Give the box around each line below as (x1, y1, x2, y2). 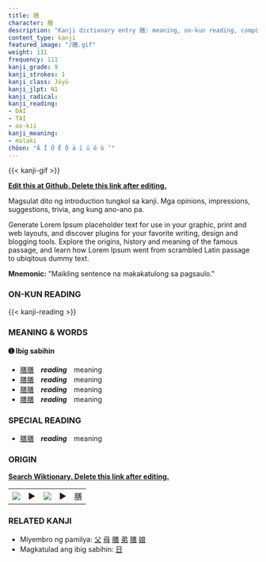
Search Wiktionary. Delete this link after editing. (8, 472, 169, 481)
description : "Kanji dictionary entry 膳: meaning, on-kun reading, (8, 26, 237, 34)
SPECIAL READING (8, 415, 82, 426)
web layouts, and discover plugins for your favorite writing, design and (8, 229, 238, 238)
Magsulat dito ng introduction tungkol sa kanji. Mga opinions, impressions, (8, 196, 251, 206)
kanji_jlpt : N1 (8, 85, 59, 93)
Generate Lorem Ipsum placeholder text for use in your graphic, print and (8, 220, 247, 230)
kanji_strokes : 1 (8, 70, 66, 78)
